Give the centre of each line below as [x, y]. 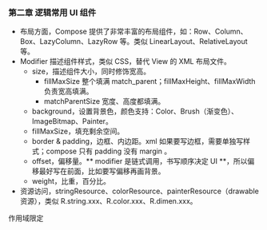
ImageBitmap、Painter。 [72, 121]
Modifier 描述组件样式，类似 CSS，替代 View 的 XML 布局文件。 [126, 61]
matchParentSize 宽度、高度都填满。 [104, 101]
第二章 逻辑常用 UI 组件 [52, 12]
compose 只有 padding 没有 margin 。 [109, 151]
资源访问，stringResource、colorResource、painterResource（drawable [139, 191]
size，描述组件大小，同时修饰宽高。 [91, 71]
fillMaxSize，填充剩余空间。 [78, 131]
